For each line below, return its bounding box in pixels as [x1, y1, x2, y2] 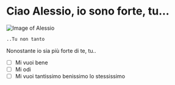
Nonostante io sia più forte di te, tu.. [6, 47, 96, 54]
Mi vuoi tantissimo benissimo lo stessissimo [15, 72, 126, 80]
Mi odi [15, 66, 32, 73]
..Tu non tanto [6, 36, 45, 42]
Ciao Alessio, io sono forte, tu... [6, 4, 170, 18]
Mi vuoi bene [15, 59, 48, 66]
